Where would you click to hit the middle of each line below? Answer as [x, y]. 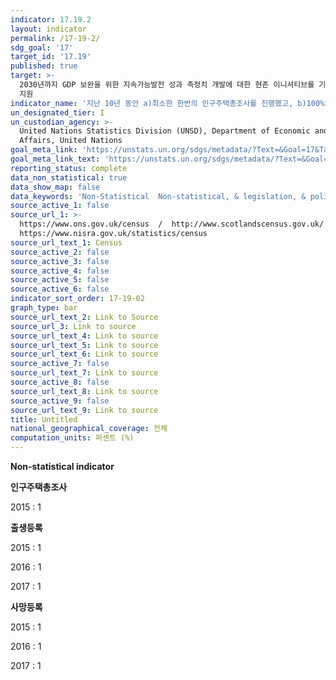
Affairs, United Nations [71, 141]
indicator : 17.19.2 [51, 19]
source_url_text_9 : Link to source [84, 410]
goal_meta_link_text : [55, 159]
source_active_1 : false [60, 206]
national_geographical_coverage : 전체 [89, 429]
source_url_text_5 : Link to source [84, 345]
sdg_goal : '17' [42, 47]
